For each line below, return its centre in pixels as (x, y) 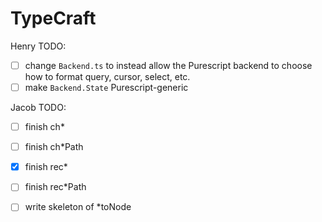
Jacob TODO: (38, 108)
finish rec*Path (55, 187)
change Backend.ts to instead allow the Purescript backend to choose (168, 65)
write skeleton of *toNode (78, 207)
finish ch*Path (54, 147)
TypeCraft (53, 18)
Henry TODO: (38, 46)
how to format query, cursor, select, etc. (107, 76)
